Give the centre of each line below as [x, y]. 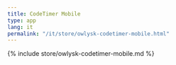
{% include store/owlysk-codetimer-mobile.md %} [81, 54]
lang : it [20, 27]
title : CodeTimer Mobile [44, 14]
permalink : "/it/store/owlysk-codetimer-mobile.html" [89, 34]
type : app [22, 20]
